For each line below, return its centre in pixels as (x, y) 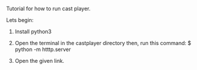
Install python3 (33, 31)
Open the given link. (39, 61)
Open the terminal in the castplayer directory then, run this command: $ (103, 43)
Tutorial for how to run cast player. (48, 9)
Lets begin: (20, 20)
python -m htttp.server (43, 49)
